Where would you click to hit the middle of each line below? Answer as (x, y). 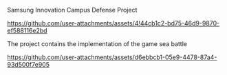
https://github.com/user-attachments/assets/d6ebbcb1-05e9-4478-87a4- (112, 57)
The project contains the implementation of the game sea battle (97, 44)
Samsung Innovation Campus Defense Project (72, 10)
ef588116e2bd (27, 31)
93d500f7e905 (29, 64)
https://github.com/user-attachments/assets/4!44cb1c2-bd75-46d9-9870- (113, 23)
